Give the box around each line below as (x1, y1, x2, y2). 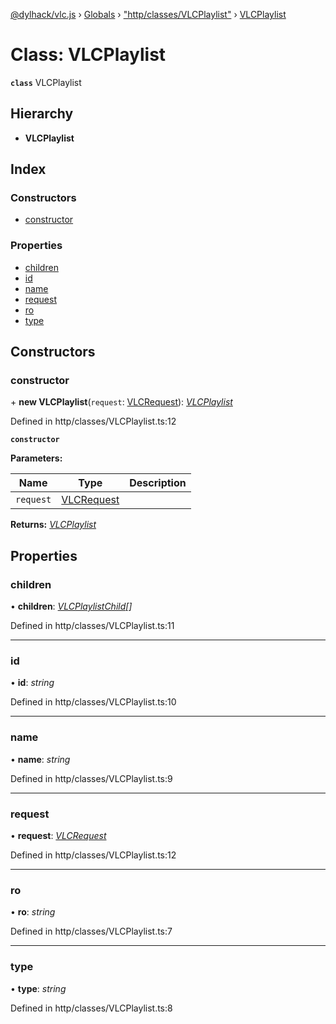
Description (129, 476, 187, 490)
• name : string (10, 753, 71, 765)
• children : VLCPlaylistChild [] (10, 600, 133, 613)
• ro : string (10, 906, 56, 918)
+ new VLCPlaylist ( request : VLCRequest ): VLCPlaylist (10, 396, 233, 408)
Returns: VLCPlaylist (10, 519, 97, 531)
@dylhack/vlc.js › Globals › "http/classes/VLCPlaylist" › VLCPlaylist (10, 9, 287, 20)
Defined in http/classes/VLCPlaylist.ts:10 (10, 696, 177, 708)
